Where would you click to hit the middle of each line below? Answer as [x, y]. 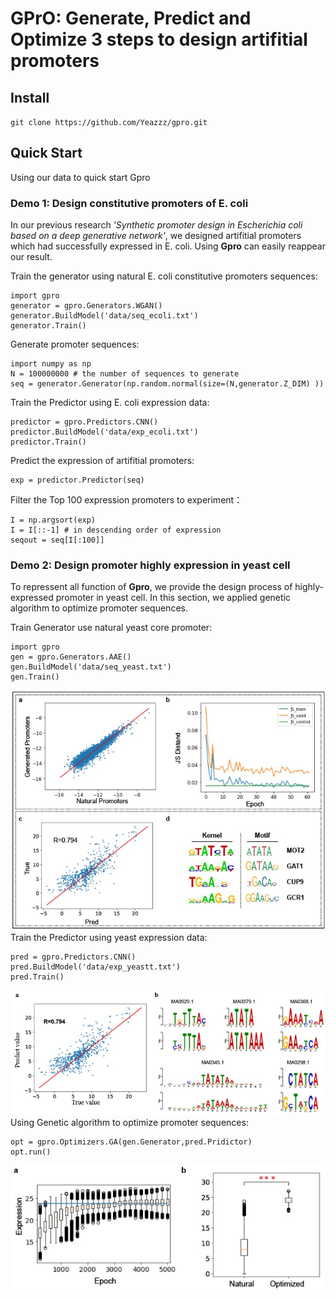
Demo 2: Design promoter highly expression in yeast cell [150, 565]
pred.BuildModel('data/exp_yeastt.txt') [96, 967]
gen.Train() [35, 677]
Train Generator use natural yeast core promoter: [111, 628]
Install [30, 97]
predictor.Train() [48, 442]
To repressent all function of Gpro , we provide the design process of [151, 587]
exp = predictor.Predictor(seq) [77, 480]
